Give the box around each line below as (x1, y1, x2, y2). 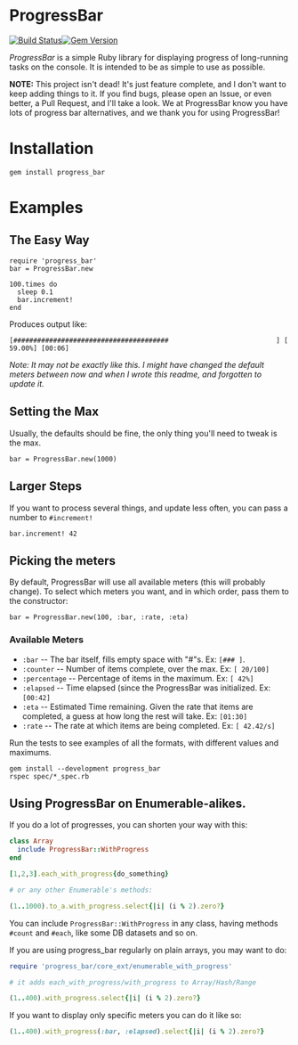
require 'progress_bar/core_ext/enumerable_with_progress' (9, 961, 233, 971)
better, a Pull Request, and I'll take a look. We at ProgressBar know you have (9, 97, 288, 108)
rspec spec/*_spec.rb (9, 772, 90, 780)
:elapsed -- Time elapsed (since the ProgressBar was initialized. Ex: (21, 682, 271, 693)
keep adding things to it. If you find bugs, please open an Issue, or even (9, 88, 272, 99)
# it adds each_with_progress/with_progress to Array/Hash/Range (9, 977, 256, 987)
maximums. (9, 747, 52, 757)
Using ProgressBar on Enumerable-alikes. (9, 796, 246, 811)
